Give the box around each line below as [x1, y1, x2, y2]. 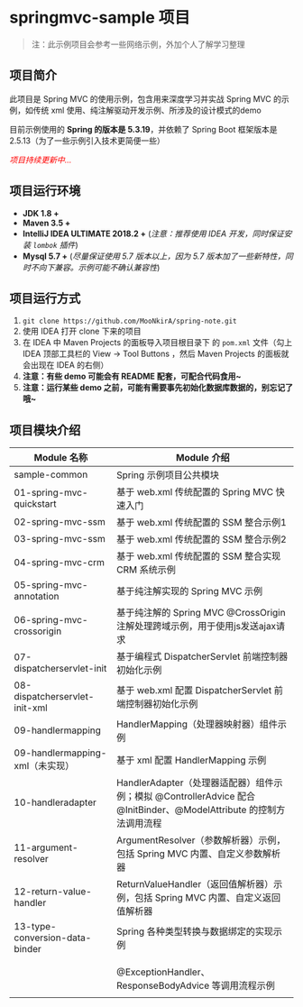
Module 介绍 [175, 452, 230, 464]
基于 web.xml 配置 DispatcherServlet [115, 684, 272, 697]
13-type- [14, 920, 57, 933]
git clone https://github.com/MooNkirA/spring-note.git [22, 316, 237, 326]
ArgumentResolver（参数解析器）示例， [115, 834, 286, 847]
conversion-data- [14, 931, 92, 944]
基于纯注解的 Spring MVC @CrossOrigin [115, 607, 286, 619]
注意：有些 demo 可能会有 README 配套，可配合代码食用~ [22, 371, 242, 382]
